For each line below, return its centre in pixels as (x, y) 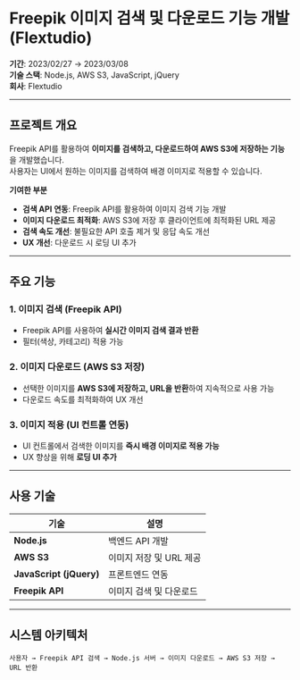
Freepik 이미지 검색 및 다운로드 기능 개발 (150, 18)
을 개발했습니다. (37, 160)
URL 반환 (24, 667)
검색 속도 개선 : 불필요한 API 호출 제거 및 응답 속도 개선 (116, 231)
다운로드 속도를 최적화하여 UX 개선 (83, 399)
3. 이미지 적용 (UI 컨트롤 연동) (69, 424)
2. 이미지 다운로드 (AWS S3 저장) (77, 367)
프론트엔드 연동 (138, 575)
